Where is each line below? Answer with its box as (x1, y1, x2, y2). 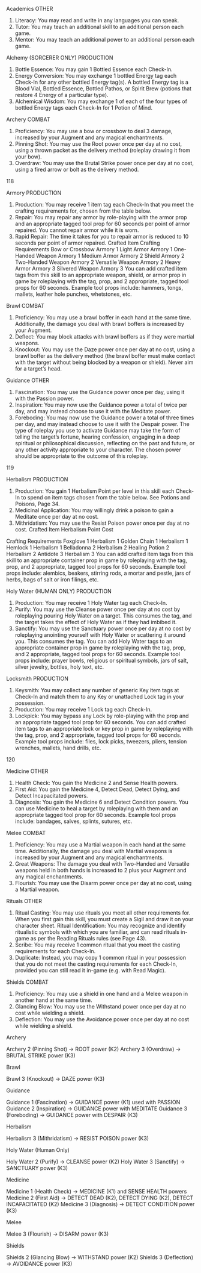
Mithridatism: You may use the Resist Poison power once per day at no (14, 519, 190, 527)
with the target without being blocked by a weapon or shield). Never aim (14, 358, 194, 366)
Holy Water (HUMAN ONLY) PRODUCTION (6, 587, 112, 595)
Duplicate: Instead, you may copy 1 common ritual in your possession (14, 954, 186, 961)
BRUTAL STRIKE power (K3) (6, 1052, 76, 1059)
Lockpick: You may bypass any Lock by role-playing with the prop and (14, 712, 189, 719)
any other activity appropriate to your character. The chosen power (14, 446, 181, 453)
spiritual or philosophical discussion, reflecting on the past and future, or (14, 440, 195, 446)
